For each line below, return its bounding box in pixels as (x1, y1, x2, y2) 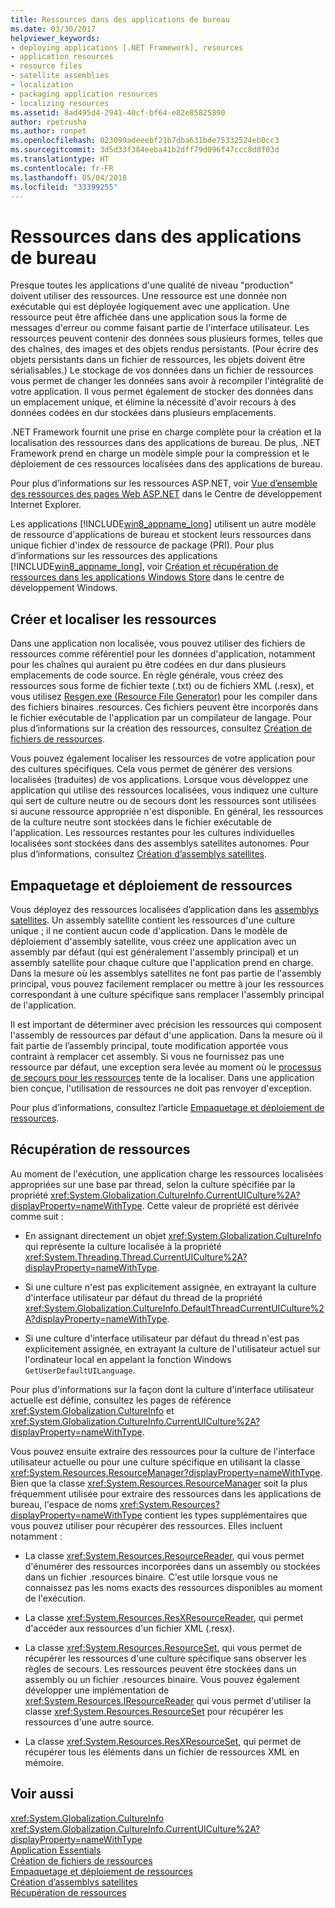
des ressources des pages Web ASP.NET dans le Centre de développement (10, 488, 322, 500)
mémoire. (24, 1756, 65, 1768)
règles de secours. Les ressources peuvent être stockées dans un (24, 1662, 297, 1675)
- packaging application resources (10, 89, 159, 99)
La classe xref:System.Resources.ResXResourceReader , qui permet (24, 1611, 304, 1623)
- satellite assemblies (10, 71, 110, 81)
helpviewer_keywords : (10, 33, 101, 43)
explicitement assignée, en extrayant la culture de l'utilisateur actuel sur (24, 1342, 321, 1355)
